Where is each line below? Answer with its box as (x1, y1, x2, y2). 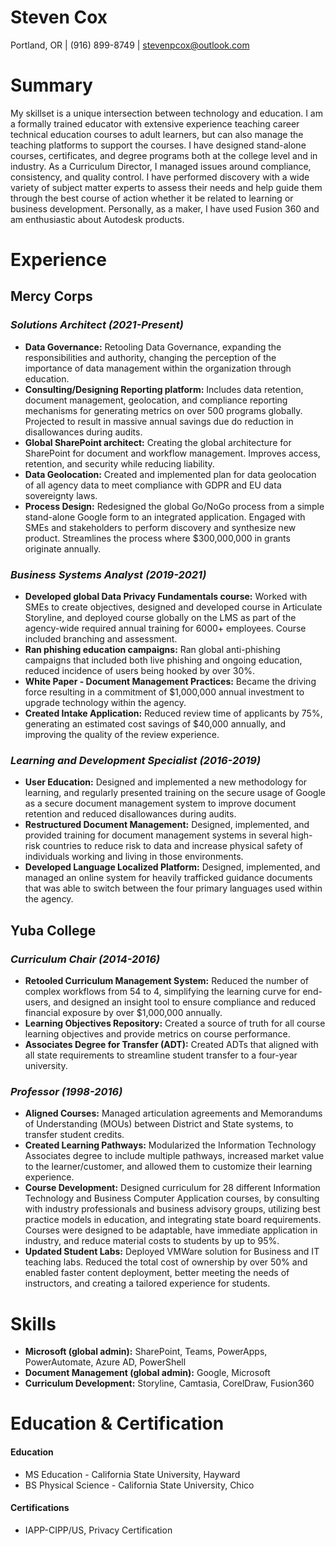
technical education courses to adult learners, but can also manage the (10, 128, 304, 140)
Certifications (10, 1502, 70, 1514)
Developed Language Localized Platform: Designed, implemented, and (24, 861, 321, 873)
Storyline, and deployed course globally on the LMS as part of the (24, 612, 297, 624)
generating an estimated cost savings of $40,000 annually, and (24, 718, 286, 730)
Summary (10, 74, 93, 97)
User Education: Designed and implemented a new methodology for (24, 776, 308, 788)
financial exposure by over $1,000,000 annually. (24, 1007, 223, 1019)
